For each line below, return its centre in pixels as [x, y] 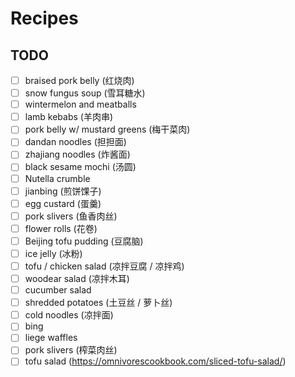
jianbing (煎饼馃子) [63, 191]
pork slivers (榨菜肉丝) [71, 350]
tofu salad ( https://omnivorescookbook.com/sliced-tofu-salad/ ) [155, 361]
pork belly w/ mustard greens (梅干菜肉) [107, 129]
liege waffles [51, 338]
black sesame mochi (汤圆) [80, 167]
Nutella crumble [57, 178]
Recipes [44, 18]
